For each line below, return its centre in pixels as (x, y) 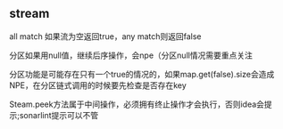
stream (29, 14)
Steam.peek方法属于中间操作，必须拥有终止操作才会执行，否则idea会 (137, 104)
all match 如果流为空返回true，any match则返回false (105, 36)
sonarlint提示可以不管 (59, 115)
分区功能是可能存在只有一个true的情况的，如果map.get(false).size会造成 (142, 74)
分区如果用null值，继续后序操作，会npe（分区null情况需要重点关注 (131, 55)
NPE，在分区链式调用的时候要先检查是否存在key (98, 85)
